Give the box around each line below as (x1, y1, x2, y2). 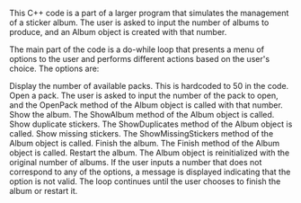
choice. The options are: (9, 63, 100, 74)
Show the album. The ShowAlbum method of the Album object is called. (9, 110, 275, 119)
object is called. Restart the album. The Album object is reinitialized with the (9, 147, 290, 158)
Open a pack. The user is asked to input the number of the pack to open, (9, 90, 279, 101)
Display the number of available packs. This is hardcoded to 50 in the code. (9, 81, 289, 91)
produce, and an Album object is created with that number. (9, 27, 227, 37)
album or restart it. (9, 186, 78, 196)
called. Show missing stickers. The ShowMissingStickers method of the (9, 128, 274, 138)
